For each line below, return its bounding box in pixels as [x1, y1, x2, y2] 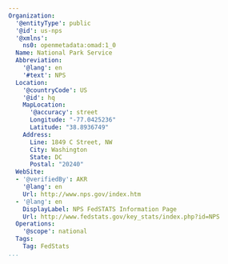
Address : [22, 130, 52, 138]
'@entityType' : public [15, 19, 91, 27]
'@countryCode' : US [22, 86, 88, 94]
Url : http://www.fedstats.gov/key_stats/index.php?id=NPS [22, 213, 220, 221]
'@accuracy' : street [29, 109, 98, 117]
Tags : [15, 235, 34, 243]
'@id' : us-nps [15, 26, 62, 34]
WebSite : [15, 168, 45, 176]
